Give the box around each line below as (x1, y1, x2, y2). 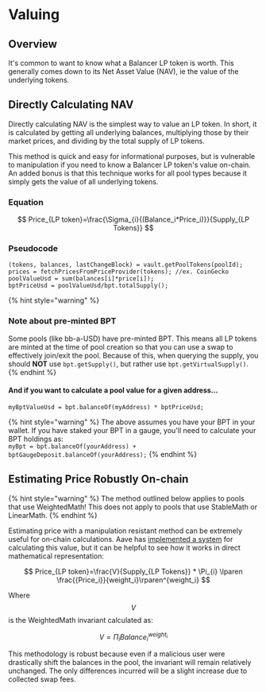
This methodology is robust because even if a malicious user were (8, 649, 226, 659)
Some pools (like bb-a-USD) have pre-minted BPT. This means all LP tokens (8, 334, 257, 343)
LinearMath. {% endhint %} (8, 510, 98, 520)
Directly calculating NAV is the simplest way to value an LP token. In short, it (8, 119, 257, 129)
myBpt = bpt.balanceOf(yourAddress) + (8, 443, 137, 450)
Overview (8, 37, 58, 51)
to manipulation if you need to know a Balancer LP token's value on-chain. (8, 160, 252, 169)
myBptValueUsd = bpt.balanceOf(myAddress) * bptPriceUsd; (8, 403, 204, 411)
